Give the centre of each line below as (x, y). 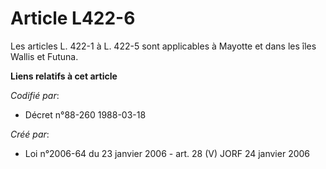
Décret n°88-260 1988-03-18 (85, 114)
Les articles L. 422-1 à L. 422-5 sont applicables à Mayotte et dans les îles (163, 46)
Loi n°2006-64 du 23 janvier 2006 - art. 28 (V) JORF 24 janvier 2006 (167, 153)
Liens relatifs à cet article (64, 76)
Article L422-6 (73, 18)
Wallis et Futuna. (44, 56)
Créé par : (30, 134)
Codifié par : (35, 95)
